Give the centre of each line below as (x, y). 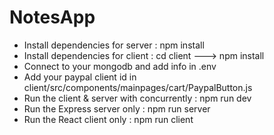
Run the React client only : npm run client (108, 119)
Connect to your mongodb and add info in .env (120, 66)
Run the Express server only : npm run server (117, 108)
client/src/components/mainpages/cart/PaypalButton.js (138, 87)
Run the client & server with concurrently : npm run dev (137, 98)
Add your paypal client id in (80, 77)
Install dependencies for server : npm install (114, 45)
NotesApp (52, 17)
